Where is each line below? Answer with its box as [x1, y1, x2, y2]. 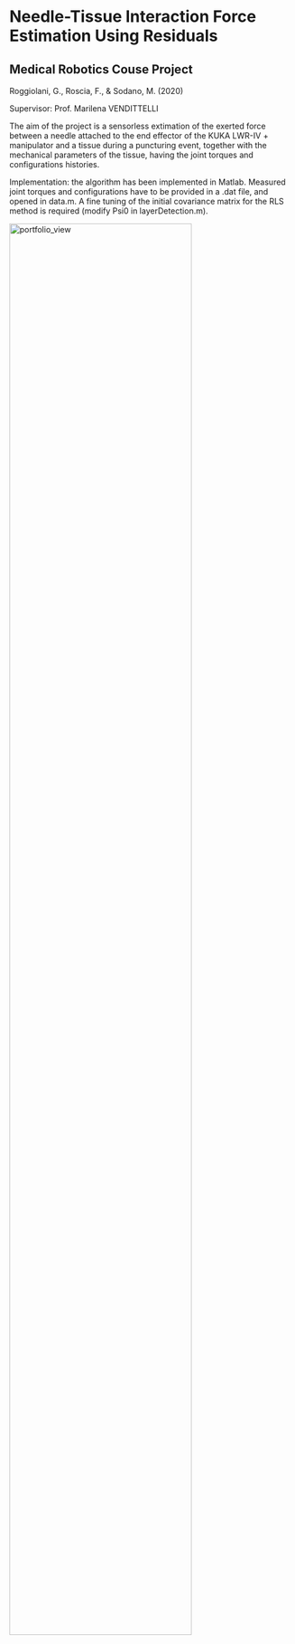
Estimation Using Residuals [9, 25, 218, 46]
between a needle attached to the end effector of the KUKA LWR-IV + [9, 130, 269, 141]
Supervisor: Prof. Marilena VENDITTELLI [9, 103, 159, 114]
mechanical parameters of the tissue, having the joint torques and [9, 149, 254, 160]
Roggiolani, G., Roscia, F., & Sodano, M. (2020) [9, 86, 184, 96]
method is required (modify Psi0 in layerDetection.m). [9, 205, 209, 216]
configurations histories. [9, 159, 100, 169]
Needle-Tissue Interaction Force [9, 6, 257, 27]
